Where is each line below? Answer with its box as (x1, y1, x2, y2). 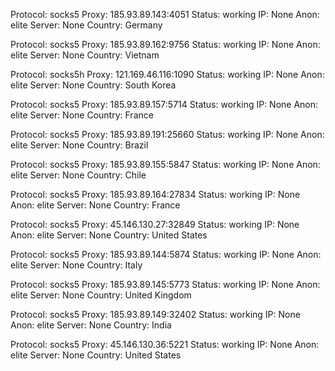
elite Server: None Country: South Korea (10, 79, 177, 91)
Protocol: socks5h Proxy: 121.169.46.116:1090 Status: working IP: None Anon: (10, 69, 325, 80)
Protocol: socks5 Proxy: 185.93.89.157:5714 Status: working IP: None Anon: (10, 99, 319, 110)
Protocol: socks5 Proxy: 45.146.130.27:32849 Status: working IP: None (10, 219, 300, 230)
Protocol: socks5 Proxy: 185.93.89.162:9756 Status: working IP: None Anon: (10, 39, 321, 50)
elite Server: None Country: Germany (10, 19, 163, 31)
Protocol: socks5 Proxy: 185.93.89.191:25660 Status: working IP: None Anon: (10, 129, 325, 140)
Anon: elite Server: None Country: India (10, 319, 172, 331)
